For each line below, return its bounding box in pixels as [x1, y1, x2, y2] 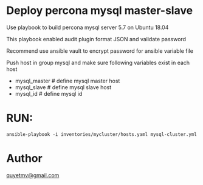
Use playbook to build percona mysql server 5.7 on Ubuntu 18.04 [6, 24, 169, 31]
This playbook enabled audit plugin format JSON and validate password [6, 35, 187, 42]
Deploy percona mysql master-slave [6, 4, 193, 18]
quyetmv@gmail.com [6, 171, 60, 179]
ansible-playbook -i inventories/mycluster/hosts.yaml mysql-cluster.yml [6, 131, 198, 137]
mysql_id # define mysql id [15, 90, 83, 97]
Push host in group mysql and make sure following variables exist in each [6, 59, 190, 66]
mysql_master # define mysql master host [15, 77, 120, 84]
